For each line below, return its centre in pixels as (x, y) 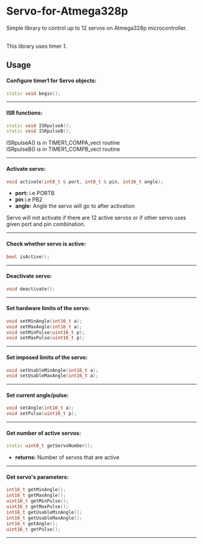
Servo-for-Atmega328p (67, 11)
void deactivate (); (31, 289)
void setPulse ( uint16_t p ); (42, 414)
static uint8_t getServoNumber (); (50, 446)
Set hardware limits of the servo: (48, 308)
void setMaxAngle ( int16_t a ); (44, 327)
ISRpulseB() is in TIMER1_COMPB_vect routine (63, 149)
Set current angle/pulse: (38, 395)
